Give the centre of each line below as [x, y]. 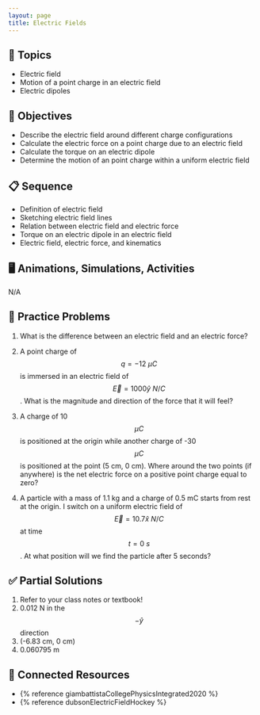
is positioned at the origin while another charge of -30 [108, 441]
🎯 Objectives [40, 116]
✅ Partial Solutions [55, 581]
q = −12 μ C [139, 363]
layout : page [30, 15]
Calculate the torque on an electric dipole [87, 152]
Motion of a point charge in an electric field [90, 82]
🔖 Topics [30, 55]
